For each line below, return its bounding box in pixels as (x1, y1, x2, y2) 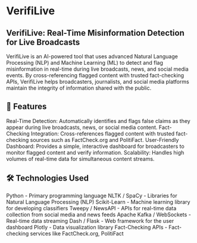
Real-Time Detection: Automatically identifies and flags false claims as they (6, 117, 190, 124)
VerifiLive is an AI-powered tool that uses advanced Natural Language (6, 53, 179, 60)
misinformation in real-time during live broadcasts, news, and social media (6, 65, 189, 72)
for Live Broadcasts (6, 37, 80, 47)
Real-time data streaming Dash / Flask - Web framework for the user (6, 217, 174, 224)
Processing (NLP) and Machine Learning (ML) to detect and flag (6, 59, 164, 66)
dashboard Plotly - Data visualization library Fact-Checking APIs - (6, 223, 168, 231)
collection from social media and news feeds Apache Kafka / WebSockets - (6, 211, 192, 218)
